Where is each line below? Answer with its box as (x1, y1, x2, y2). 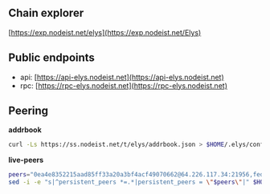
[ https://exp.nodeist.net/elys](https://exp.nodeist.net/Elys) (8, 27, 202, 37)
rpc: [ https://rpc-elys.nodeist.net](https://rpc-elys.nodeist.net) (19, 80, 227, 91)
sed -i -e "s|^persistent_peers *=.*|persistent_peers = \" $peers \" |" (8, 178, 250, 187)
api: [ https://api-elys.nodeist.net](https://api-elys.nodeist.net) (19, 72, 225, 82)
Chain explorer (8, 6, 84, 20)
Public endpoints (8, 51, 95, 65)
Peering (8, 104, 49, 118)
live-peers (8, 156, 44, 165)
